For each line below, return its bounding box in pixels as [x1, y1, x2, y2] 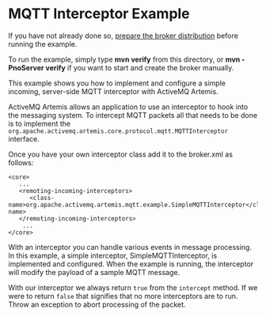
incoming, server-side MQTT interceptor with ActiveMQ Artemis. [8, 86, 219, 96]
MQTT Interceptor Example [8, 5, 190, 23]
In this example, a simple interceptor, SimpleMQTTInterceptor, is [8, 251, 218, 260]
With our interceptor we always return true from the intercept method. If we [8, 282, 258, 292]
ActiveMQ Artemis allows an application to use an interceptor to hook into [8, 102, 249, 111]
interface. [8, 134, 40, 143]
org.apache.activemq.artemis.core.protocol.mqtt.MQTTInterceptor [8, 127, 228, 135]
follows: [8, 157, 34, 167]
